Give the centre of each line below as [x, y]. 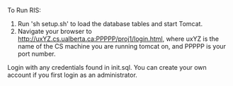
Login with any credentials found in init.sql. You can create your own [107, 67]
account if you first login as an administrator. [73, 75]
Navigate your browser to [55, 31]
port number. [36, 54]
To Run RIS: [24, 10]
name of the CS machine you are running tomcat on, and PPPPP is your [122, 46]
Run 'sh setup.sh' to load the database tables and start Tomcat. [110, 24]
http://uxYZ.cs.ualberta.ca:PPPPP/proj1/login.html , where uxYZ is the [118, 39]
